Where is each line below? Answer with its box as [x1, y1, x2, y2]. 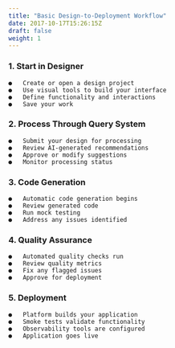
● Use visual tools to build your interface [8, 86, 167, 94]
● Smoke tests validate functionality [8, 317, 146, 325]
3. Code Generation [8, 176, 86, 187]
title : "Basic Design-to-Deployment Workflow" [8, 11, 167, 20]
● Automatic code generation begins [8, 194, 138, 203]
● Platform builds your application [8, 310, 138, 318]
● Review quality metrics [8, 260, 103, 268]
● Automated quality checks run [8, 252, 124, 261]
